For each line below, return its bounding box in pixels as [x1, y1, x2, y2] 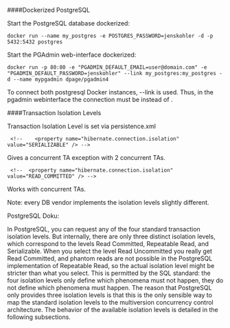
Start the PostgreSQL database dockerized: [7, 19, 130, 27]
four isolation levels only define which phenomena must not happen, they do [7, 276, 224, 285]
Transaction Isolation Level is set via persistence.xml [7, 122, 157, 130]
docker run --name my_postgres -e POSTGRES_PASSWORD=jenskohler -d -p [7, 32, 214, 39]
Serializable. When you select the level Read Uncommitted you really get [7, 247, 213, 255]
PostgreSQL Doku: [7, 212, 60, 220]
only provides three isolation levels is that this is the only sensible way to [7, 291, 213, 299]
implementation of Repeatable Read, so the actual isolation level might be [7, 262, 215, 269]
